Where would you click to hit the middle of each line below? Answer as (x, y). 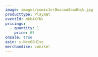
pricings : (16, 24)
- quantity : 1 (24, 28)
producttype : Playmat (28, 14)
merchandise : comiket (28, 47)
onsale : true (19, 38)
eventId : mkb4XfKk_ (26, 19)
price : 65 (25, 33)
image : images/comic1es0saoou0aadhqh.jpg (49, 10)
